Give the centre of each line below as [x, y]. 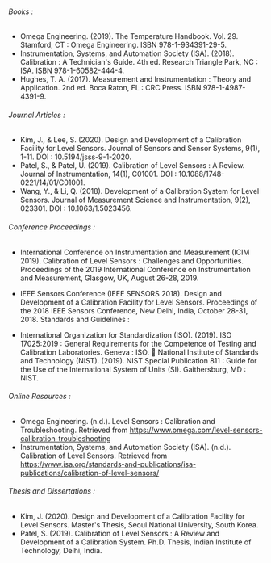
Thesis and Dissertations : [52, 491]
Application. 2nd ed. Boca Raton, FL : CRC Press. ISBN [110, 88]
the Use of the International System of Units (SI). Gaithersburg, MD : [133, 369]
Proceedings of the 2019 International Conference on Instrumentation [135, 269]
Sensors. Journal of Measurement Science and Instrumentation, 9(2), [135, 200]
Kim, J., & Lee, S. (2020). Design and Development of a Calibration [131, 140]
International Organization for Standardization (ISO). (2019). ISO [126, 334]
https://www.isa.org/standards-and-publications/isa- [108, 464]
